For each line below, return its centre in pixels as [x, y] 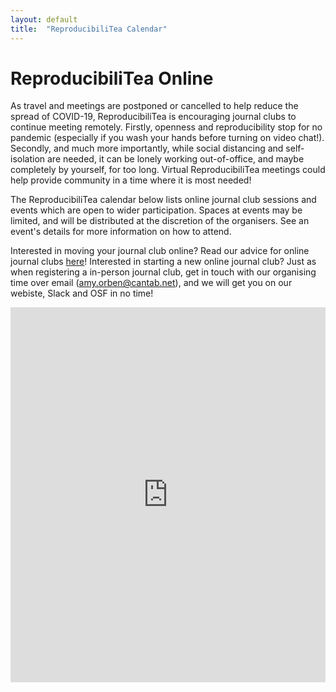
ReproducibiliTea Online [112, 78]
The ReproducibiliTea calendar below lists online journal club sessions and [163, 200]
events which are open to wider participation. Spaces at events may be [156, 210]
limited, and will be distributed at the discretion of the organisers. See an [160, 221]
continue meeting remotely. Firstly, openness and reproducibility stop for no [166, 127]
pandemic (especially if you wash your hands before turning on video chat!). [167, 138]
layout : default [44, 19]
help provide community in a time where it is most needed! [131, 180]
